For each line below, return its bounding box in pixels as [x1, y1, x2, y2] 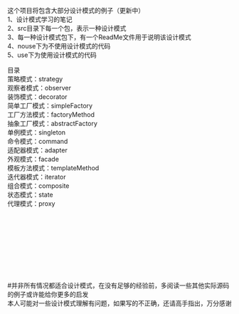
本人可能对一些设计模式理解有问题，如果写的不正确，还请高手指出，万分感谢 [7, 299, 232, 308]
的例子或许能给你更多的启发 [7, 291, 89, 298]
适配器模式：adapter [7, 146, 68, 155]
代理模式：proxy [7, 199, 55, 208]
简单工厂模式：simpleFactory [7, 102, 93, 110]
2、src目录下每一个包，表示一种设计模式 [7, 24, 127, 32]
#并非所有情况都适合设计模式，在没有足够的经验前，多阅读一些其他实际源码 [7, 281, 230, 290]
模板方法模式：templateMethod [7, 164, 100, 172]
